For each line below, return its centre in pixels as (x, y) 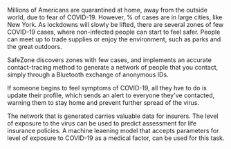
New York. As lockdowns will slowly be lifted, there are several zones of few (115, 24)
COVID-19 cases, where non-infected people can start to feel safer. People (114, 32)
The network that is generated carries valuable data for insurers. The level (113, 116)
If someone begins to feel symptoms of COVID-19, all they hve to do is (107, 88)
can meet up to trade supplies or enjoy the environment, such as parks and (114, 39)
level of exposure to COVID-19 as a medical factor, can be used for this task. (116, 138)
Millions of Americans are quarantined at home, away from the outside (107, 10)
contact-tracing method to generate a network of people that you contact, (113, 67)
